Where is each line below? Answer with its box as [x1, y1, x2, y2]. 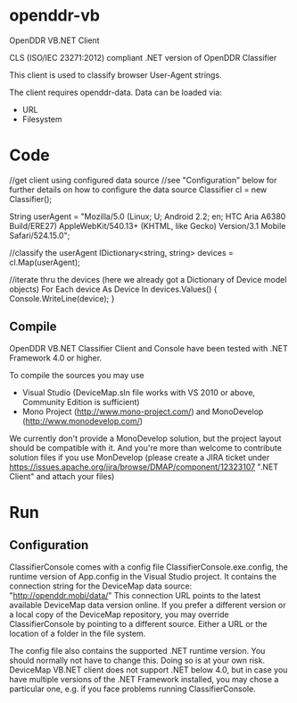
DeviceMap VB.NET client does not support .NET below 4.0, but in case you [9, 664, 288, 675]
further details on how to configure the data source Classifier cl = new [9, 184, 268, 195]
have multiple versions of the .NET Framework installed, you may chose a [9, 673, 279, 684]
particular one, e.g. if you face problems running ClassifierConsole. [9, 683, 256, 694]
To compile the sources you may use [9, 369, 144, 380]
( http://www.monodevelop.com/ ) [21, 415, 144, 426]
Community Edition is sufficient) [21, 396, 140, 407]
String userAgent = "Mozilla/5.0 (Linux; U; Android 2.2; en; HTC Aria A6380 [9, 211, 286, 222]
